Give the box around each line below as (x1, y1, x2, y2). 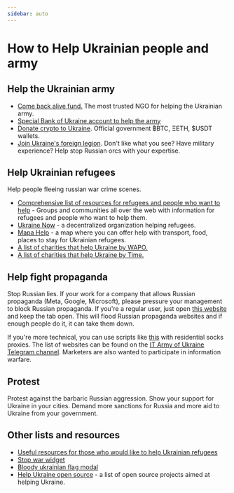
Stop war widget (17, 455, 65, 464)
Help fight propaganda (7, 271, 109, 283)
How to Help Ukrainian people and (7, 40, 209, 56)
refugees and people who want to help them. (17, 214, 148, 222)
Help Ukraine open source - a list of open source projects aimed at (17, 470, 210, 478)
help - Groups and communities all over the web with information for (17, 206, 215, 214)
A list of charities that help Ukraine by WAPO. (17, 243, 149, 252)
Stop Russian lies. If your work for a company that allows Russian (7, 290, 195, 298)
